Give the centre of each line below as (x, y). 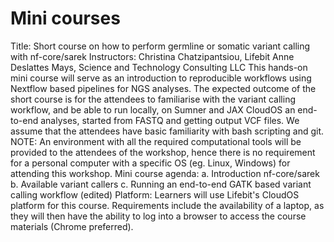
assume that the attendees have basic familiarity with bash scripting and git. (167, 131)
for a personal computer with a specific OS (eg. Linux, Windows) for (150, 163)
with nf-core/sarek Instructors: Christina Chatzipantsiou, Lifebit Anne (152, 56)
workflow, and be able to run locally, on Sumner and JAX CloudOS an (153, 109)
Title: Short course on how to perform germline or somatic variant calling (160, 46)
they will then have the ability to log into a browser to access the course (158, 216)
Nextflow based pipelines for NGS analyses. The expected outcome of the (163, 88)
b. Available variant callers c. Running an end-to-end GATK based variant (161, 184)
